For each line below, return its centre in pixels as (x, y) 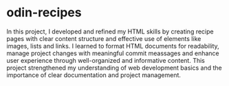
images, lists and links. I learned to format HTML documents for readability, (113, 46)
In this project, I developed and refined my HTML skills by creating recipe (110, 31)
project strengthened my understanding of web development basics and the (114, 68)
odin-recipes (44, 13)
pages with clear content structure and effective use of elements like (104, 38)
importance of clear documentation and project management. (94, 75)
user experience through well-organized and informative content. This (106, 60)
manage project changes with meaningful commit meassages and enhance (113, 53)
